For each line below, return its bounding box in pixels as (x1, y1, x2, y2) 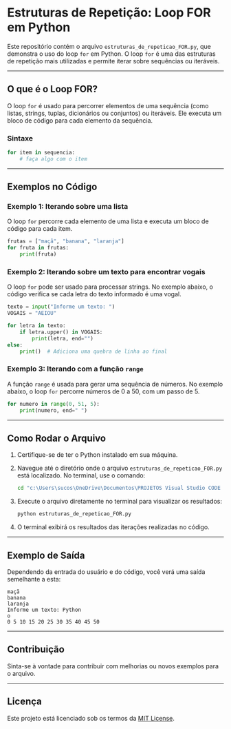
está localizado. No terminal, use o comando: (16, 471, 146, 480)
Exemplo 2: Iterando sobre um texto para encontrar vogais (7, 267, 206, 277)
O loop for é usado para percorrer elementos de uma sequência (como (7, 101, 209, 110)
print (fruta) (19, 251, 57, 258)
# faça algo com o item (19, 155, 88, 163)
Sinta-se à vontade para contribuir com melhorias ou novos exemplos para (7, 661, 219, 670)
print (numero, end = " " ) (19, 407, 88, 414)
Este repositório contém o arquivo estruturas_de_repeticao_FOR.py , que (7, 42, 211, 50)
